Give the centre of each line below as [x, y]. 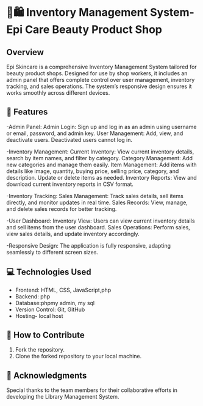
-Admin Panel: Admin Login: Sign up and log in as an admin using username [101, 127]
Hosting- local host [39, 316]
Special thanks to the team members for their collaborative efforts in [92, 390]
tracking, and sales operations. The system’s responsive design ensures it [99, 86]
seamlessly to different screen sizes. [52, 252]
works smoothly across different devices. [58, 93]
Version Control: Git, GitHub [50, 309]
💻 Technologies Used [49, 272]
